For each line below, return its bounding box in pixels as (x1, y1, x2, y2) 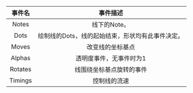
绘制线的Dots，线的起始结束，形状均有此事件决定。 (37, 32, 184, 40)
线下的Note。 (92, 20, 130, 29)
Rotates (10, 65, 32, 73)
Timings (9, 76, 32, 85)
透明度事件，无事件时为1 (75, 54, 147, 62)
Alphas (11, 54, 31, 62)
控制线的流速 (92, 77, 130, 85)
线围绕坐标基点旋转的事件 (74, 65, 148, 74)
